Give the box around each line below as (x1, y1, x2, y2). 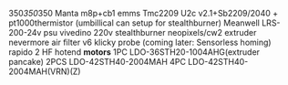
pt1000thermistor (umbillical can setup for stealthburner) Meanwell (8, 17, 261, 28)
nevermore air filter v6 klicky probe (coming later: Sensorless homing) (8, 37, 272, 48)
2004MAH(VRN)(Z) (8, 66, 81, 77)
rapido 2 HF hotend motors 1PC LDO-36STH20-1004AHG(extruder (8, 47, 261, 58)
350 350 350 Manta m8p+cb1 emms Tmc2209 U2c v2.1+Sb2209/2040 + (8, 8, 279, 18)
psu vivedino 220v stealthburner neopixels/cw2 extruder (43, 27, 257, 37)
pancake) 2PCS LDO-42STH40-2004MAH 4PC (8, 57, 186, 67)
